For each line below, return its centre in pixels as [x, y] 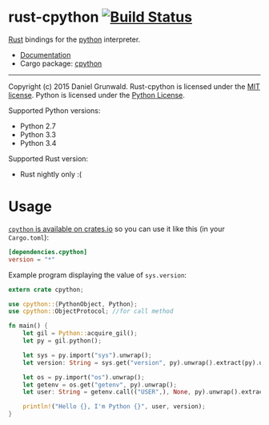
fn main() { [28, 326]
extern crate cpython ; [46, 289]
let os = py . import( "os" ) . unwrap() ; [84, 377]
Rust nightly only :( [51, 174]
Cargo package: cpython [61, 63]
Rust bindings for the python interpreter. [74, 39]
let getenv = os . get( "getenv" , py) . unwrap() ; [100, 385]
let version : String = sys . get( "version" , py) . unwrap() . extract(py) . [141, 362]
